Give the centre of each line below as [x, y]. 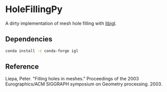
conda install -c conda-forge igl [42, 51]
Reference [22, 67]
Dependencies [29, 39]
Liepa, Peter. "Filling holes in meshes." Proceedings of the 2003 [72, 79]
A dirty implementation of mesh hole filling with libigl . [61, 23]
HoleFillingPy [34, 9]
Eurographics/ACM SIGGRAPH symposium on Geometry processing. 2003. [84, 84]
